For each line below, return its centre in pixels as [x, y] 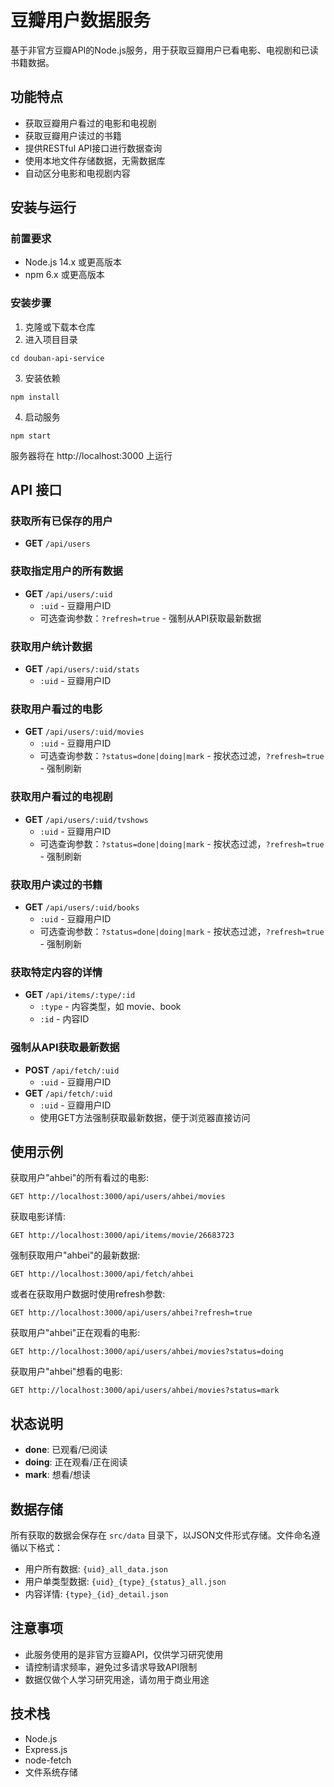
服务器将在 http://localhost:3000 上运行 [91, 455]
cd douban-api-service [57, 358]
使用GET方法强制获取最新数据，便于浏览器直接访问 [145, 1117]
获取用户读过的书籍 [56, 884]
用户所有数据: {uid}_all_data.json [96, 1568]
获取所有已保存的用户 [61, 521]
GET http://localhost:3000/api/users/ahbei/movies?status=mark [145, 1391]
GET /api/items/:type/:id [80, 995]
